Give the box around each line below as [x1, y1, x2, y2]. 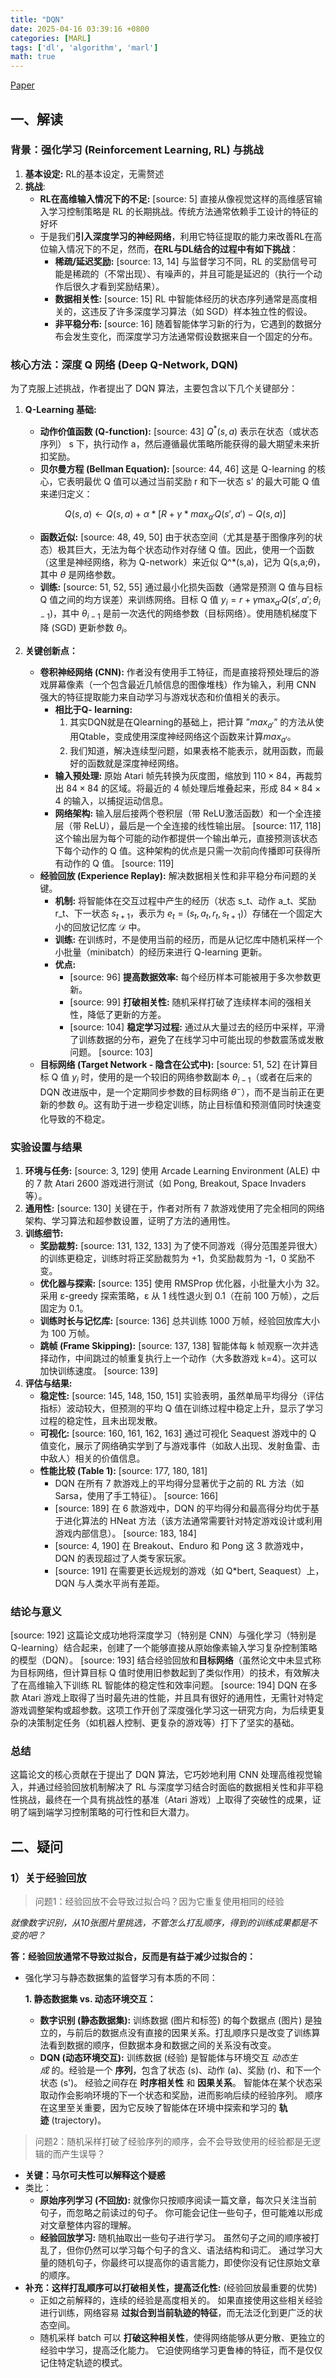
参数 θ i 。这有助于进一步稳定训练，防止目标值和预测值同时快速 [57, 1098, 313, 1113]
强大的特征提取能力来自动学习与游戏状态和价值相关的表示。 [39, 691, 286, 703]
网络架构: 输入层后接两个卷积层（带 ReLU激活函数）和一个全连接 [54, 807, 322, 819]
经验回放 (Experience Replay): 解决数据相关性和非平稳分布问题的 [39, 869, 309, 881]
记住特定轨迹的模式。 [39, 2357, 128, 2369]
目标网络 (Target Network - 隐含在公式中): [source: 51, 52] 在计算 [39, 1059, 310, 1071]
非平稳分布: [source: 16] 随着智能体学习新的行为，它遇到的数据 [54, 317, 313, 330]
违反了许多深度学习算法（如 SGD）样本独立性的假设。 [89, 305, 313, 317]
